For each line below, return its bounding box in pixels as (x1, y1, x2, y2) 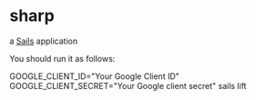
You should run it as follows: (9, 53, 116, 64)
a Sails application (9, 35, 78, 46)
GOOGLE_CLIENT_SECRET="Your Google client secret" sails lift (9, 80, 247, 91)
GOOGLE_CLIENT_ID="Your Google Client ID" (9, 70, 180, 82)
